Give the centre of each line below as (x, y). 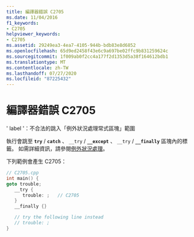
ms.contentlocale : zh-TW (37, 68)
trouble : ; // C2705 (51, 195)
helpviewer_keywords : (33, 34)
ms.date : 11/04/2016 (32, 17)
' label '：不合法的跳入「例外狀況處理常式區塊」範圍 (71, 128)
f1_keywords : (23, 23)
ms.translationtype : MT (36, 62)
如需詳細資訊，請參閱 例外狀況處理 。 (63, 149)
